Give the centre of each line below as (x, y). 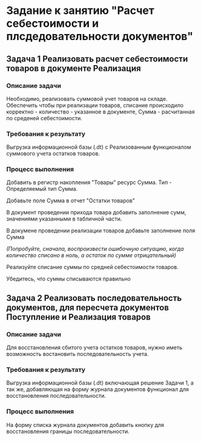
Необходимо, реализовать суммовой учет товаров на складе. (87, 98)
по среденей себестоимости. (44, 118)
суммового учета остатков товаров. (53, 154)
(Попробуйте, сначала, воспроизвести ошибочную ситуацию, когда (95, 249)
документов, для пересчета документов (88, 307)
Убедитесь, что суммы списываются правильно (69, 279)
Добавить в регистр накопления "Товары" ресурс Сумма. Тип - (89, 182)
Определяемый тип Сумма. (42, 189)
